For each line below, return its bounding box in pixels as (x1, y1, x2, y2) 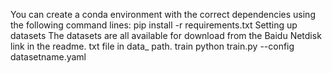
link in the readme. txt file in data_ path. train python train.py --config (10, 40, 295, 52)
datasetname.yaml (10, 51, 87, 63)
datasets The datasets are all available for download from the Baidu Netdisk (10, 30, 322, 41)
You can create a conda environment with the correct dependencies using (10, 9, 316, 20)
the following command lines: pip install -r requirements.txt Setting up (10, 19, 298, 31)
